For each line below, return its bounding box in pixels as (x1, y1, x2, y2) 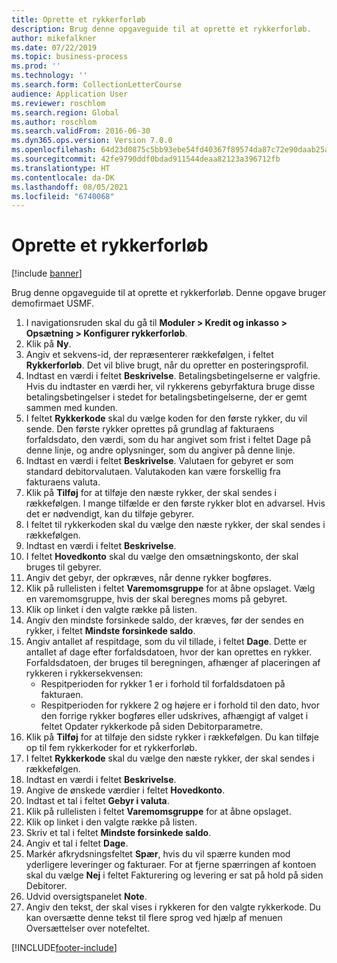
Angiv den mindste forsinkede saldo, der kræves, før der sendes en (25, 614, 304, 626)
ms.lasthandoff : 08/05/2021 (11, 182, 129, 192)
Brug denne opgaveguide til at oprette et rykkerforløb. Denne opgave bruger (11, 287, 327, 299)
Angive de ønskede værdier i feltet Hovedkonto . (25, 784, 226, 796)
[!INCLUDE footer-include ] (11, 942, 118, 954)
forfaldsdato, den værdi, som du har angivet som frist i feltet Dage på (25, 434, 312, 446)
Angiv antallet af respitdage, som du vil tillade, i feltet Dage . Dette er (25, 636, 308, 648)
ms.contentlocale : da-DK (11, 172, 115, 183)
